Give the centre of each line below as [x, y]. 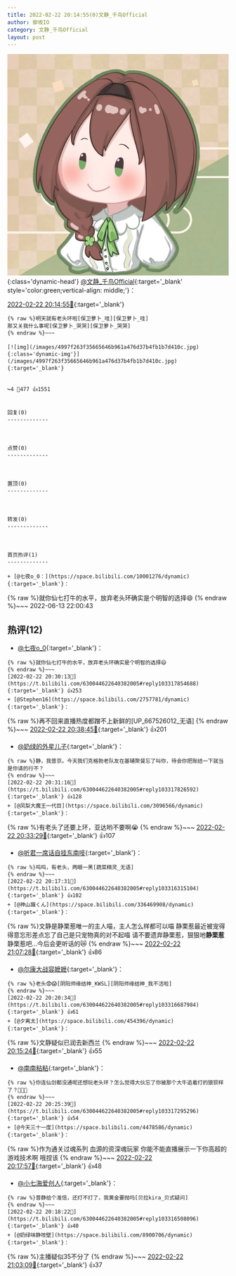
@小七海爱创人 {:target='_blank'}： [67, 1183]
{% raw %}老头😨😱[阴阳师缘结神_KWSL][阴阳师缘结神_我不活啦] [90, 984]
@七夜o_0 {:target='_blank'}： [60, 648]
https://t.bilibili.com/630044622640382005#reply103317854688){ [103, 684]
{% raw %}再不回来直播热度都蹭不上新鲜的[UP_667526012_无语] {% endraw [118, 721]
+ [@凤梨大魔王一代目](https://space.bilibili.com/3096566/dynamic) [105, 806]
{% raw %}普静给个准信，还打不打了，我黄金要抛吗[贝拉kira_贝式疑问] [98, 1198]
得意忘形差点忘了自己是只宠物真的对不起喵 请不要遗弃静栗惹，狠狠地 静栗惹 [116, 935]
